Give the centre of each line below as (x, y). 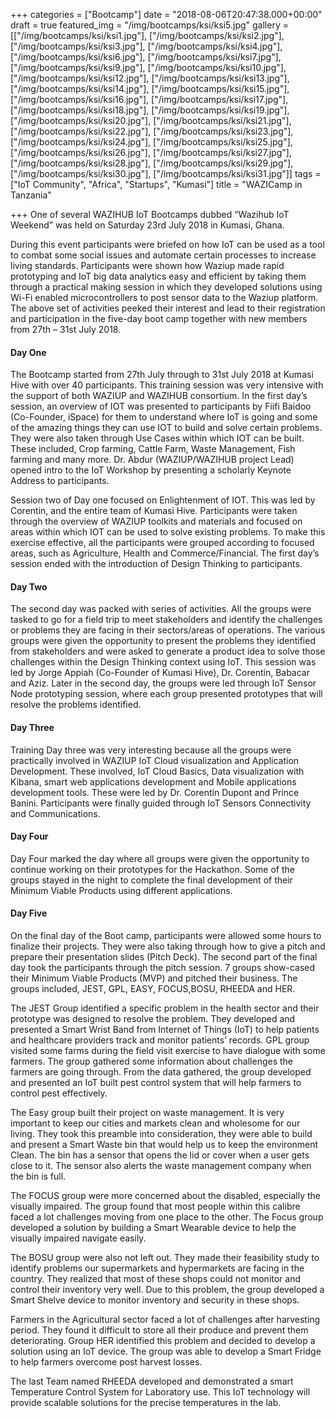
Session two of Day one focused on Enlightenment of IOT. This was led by (163, 500)
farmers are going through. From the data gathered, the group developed (161, 1072)
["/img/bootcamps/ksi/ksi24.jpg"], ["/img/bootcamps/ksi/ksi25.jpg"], (151, 142)
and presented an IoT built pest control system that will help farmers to (156, 1083)
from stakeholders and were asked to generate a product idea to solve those (168, 651)
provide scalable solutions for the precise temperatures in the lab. (146, 1403)
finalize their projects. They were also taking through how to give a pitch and (168, 946)
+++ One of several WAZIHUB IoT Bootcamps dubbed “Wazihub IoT (150, 214)
